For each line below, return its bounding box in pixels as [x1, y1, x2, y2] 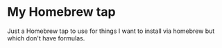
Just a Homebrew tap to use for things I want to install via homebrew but [7, 27, 215, 35]
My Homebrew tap [7, 4, 116, 20]
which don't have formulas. [7, 34, 85, 42]
